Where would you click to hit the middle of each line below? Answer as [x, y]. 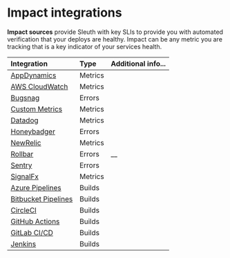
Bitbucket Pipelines [42, 199]
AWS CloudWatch [39, 86]
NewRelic [26, 142]
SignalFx [25, 176]
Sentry [21, 165]
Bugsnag [25, 98]
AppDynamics [33, 75]
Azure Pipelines [36, 187]
